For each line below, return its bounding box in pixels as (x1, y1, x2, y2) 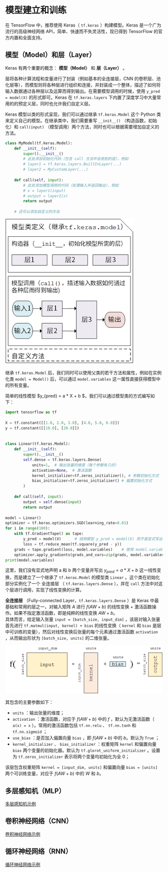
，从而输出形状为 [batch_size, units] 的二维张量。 (5, 635, 111, 641)
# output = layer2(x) (23, 193, 68, 198)
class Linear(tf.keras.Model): (5, 442, 70, 447)
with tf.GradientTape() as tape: (14, 531, 84, 536)
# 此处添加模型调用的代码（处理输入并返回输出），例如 (23, 183, 119, 188)
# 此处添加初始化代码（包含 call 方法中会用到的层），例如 (23, 156, 128, 162)
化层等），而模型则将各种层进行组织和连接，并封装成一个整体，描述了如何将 (5, 82, 161, 88)
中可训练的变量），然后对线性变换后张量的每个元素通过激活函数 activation (5, 629, 158, 635)
